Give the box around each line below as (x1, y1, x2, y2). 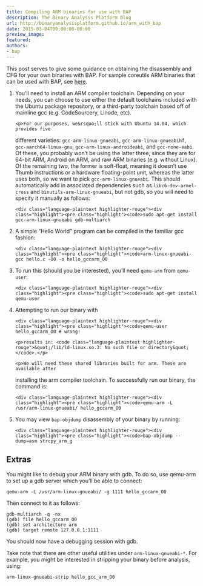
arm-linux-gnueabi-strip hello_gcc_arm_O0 (6, 574, 115, 580)
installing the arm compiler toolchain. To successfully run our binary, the (15, 376, 196, 384)
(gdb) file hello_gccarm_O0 (6, 516, 78, 522)
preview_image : (6, 32, 45, 38)
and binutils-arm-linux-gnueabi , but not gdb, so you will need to (30, 188, 194, 195)
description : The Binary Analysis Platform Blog (6, 15, 131, 21)
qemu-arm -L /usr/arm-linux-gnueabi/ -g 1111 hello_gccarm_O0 (6, 488, 167, 494)
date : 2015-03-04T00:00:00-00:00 (6, 25, 91, 32)
